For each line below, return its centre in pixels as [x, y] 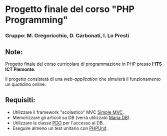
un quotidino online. [26, 84]
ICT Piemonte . [20, 69]
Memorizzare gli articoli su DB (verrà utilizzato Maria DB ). [71, 117]
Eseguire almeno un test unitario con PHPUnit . [60, 128]
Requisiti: [20, 100]
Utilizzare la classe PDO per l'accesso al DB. [58, 123]
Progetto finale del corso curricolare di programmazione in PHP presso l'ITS [83, 64]
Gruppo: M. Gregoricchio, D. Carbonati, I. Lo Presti [67, 36]
